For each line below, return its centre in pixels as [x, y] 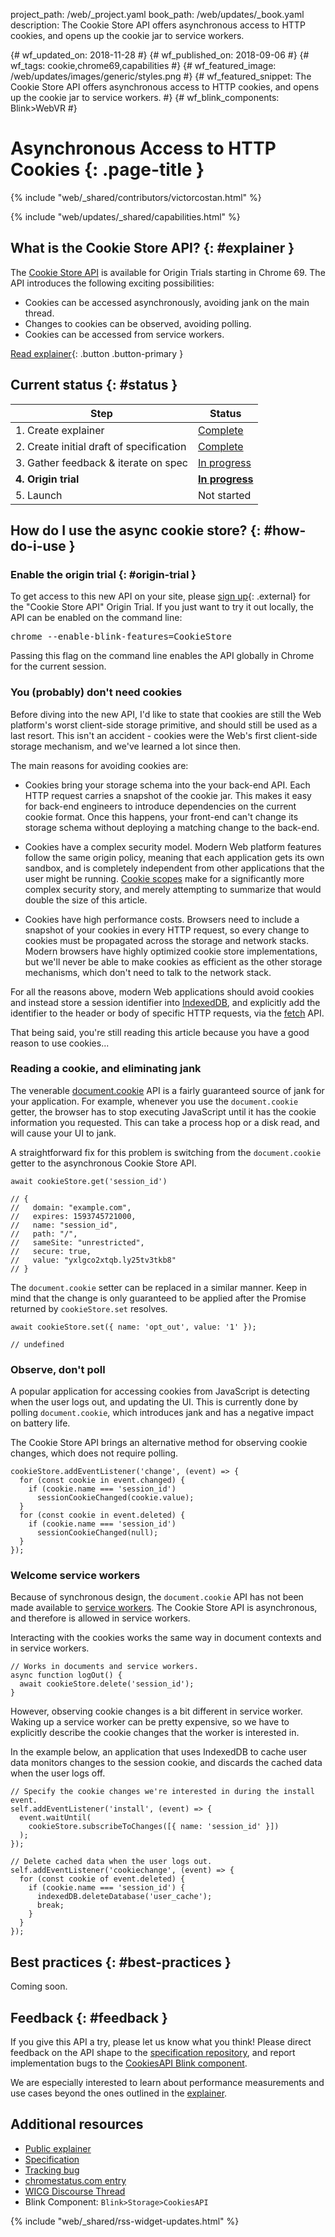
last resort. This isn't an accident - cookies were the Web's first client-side [164, 735]
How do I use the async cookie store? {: [136, 530]
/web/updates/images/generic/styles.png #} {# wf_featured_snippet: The [161, 76]
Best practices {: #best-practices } [121, 1962]
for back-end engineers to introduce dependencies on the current [160, 806]
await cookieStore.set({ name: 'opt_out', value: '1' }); [133, 1327]
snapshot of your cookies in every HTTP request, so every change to [167, 930]
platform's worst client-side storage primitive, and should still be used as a [164, 725]
